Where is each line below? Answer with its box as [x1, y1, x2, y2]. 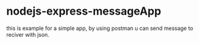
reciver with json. [6, 31, 50, 38]
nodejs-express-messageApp [6, 4, 161, 18]
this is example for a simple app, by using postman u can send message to [6, 24, 194, 32]
